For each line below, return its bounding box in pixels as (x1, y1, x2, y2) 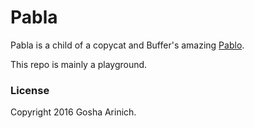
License (10, 83, 50, 97)
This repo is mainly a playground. (10, 58, 148, 70)
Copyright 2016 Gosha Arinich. (10, 106, 137, 118)
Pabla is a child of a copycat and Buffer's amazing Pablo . (10, 39, 245, 51)
